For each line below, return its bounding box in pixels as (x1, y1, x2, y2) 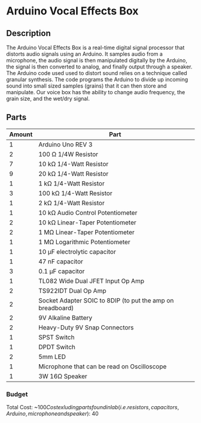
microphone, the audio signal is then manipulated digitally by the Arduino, (6, 57, 187, 64)
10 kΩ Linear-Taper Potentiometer (38, 218, 136, 226)
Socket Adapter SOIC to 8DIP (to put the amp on (38, 296, 174, 304)
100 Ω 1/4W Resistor (38, 150, 99, 158)
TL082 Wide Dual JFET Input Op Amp (38, 277, 145, 285)
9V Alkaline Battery (38, 313, 93, 322)
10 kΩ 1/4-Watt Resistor (38, 160, 109, 168)
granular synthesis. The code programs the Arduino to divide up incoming (6, 76, 188, 83)
